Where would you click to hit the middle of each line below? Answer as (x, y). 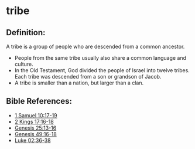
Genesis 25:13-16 (35, 128)
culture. (24, 64)
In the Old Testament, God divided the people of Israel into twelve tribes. (102, 70)
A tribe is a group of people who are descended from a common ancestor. (95, 46)
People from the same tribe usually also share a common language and (100, 58)
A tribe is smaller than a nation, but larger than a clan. (79, 83)
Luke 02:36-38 (32, 140)
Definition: (26, 33)
